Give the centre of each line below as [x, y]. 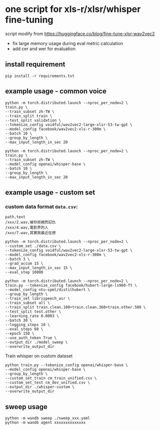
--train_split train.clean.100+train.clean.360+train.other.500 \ [76, 307]
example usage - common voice [56, 91]
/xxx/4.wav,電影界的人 [27, 228]
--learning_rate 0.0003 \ [32, 316]
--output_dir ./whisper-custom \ [40, 387]
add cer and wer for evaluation [44, 48]
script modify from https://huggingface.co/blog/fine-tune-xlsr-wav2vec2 [80, 33]
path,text [15, 217]
